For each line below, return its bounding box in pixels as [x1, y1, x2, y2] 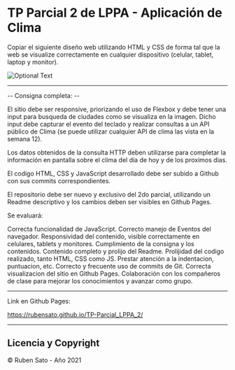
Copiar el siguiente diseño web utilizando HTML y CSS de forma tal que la [7, 43, 220, 51]
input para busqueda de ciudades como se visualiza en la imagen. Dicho [7, 112, 216, 120]
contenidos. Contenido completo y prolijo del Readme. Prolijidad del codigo [7, 247, 225, 255]
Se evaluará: [7, 211, 43, 220]
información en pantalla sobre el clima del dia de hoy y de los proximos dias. [7, 155, 227, 164]
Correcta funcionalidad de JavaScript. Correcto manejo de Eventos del [7, 225, 211, 233]
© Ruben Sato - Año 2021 [7, 355, 82, 364]
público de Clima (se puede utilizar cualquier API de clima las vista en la [7, 127, 215, 136]
